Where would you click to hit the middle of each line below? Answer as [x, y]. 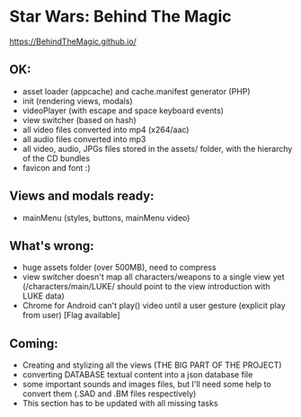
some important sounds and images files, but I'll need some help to [146, 385]
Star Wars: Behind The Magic [120, 17]
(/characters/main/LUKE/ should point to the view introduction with [146, 287]
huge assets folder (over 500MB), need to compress [120, 268]
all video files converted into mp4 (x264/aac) [106, 129]
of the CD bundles [56, 158]
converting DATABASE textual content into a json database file [137, 375]
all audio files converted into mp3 [84, 139]
